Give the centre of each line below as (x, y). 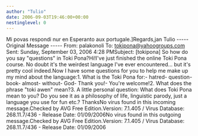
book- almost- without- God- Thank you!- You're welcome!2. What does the (99, 83)
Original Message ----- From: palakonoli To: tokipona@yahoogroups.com (96, 46)
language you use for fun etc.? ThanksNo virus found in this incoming (91, 102)
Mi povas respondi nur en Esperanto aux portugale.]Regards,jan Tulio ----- (97, 40)
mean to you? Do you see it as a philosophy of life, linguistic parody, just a (97, 96)
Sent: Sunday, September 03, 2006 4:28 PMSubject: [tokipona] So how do (97, 52)
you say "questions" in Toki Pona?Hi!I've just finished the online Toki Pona (96, 58)
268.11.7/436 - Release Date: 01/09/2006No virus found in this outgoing (94, 115)
